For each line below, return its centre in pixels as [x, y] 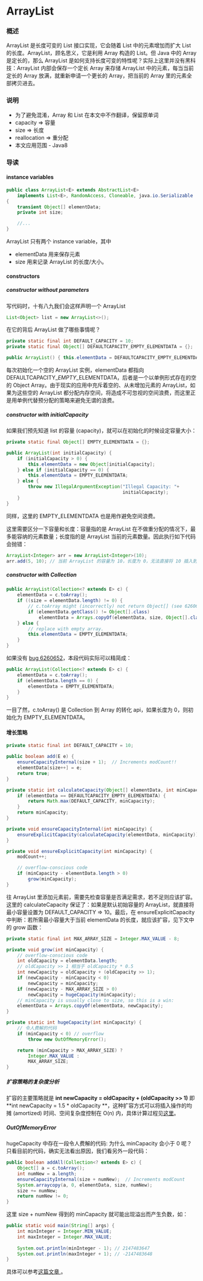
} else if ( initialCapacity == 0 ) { [63, 470]
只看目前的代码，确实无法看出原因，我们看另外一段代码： [78, 1151]
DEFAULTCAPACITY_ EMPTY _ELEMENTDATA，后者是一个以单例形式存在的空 [101, 378]
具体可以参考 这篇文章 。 [36, 1272]
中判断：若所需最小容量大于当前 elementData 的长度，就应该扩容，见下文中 [100, 920]
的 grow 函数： [25, 927]
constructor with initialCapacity [47, 414]
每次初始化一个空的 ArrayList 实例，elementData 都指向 [75, 370]
